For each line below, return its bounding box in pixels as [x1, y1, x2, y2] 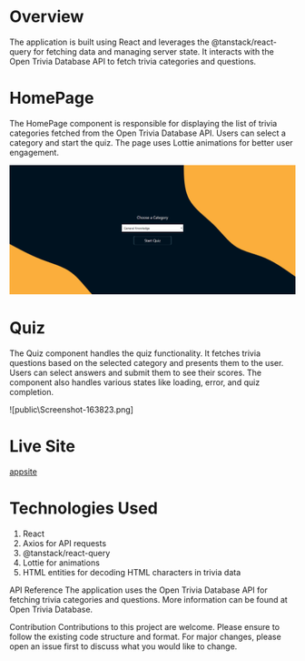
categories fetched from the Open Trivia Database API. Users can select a [9, 127, 286, 138]
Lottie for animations [22, 557, 100, 568]
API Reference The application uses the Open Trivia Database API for [9, 585, 268, 595]
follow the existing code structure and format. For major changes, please [9, 631, 281, 642]
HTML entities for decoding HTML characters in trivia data [22, 566, 241, 577]
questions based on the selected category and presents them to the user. [9, 357, 284, 368]
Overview [9, 6, 84, 27]
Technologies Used [9, 498, 159, 518]
